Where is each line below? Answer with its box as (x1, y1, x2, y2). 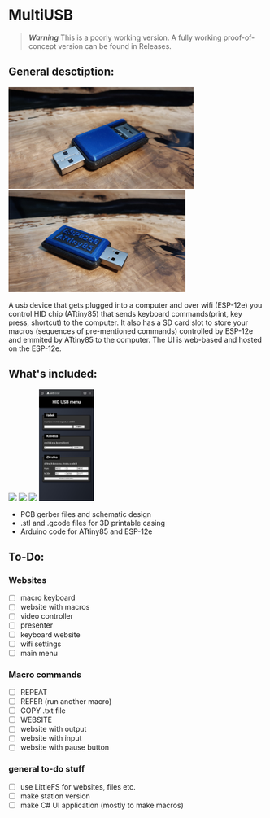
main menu (20, 648, 59, 658)
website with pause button (20, 742, 110, 752)
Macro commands (8, 669, 82, 680)
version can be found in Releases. (58, 41, 172, 50)
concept (28, 41, 57, 50)
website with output (20, 724, 87, 734)
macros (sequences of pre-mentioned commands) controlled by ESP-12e (8, 326, 254, 335)
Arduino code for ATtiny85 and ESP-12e (20, 527, 153, 536)
